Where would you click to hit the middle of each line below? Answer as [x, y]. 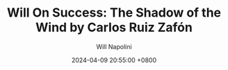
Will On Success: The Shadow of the [114, 13]
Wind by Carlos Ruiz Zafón [114, 27]
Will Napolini [114, 46]
